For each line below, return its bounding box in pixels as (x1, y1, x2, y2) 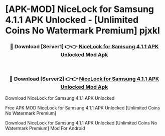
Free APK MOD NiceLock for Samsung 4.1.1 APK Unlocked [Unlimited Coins (5, 104, 160, 111)
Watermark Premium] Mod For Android (5, 125, 85, 131)
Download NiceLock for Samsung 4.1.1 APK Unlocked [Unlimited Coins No (5, 119, 157, 126)
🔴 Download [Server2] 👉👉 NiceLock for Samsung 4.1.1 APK (9, 75, 159, 82)
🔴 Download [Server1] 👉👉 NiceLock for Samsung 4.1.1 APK (10, 43, 159, 50)
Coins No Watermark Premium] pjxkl (5, 25, 160, 36)
